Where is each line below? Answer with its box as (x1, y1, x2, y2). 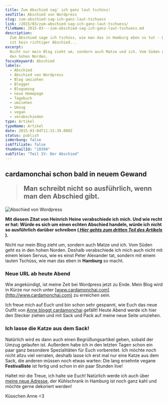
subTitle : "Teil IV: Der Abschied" (5, 151, 79, 156)
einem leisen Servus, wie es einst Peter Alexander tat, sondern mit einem (5, 252, 156, 258)
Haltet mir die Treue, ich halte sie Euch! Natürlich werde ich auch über (5, 372, 149, 378)
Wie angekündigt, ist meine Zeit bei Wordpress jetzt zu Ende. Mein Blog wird (5, 281, 163, 287)
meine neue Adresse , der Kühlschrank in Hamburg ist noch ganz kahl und (5, 378, 157, 384)
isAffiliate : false (5, 142, 46, 147)
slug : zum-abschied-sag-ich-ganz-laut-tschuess (5, 16, 106, 21)
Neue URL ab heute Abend (5, 270, 70, 277)
